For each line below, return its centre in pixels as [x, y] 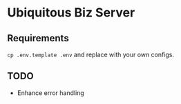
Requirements [38, 38]
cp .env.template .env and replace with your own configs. [91, 54]
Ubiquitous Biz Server [71, 13]
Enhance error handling [50, 93]
